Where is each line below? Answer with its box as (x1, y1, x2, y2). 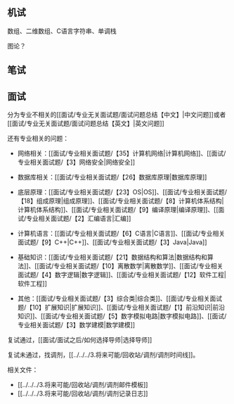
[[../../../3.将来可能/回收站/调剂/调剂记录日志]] (17, 389, 148, 398)
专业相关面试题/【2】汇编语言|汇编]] (25, 214, 131, 223)
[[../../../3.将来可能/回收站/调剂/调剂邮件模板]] (17, 381, 148, 389)
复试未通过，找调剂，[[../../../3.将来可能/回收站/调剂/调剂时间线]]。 (7, 351, 200, 359)
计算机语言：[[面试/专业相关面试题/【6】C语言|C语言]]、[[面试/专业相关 (17, 229, 226, 238)
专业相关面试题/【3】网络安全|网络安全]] (17, 158, 136, 167)
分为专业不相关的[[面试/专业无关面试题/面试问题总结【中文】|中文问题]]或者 (7, 111, 226, 119)
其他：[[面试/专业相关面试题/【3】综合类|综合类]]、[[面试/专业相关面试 (17, 294, 223, 303)
